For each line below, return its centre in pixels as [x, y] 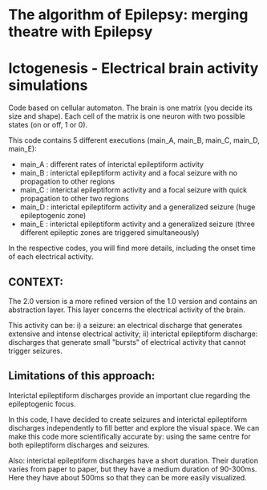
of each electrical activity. [51, 257]
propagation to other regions [67, 181]
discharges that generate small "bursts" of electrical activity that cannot [127, 342]
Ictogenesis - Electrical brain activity [133, 69]
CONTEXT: [36, 282]
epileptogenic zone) [53, 216]
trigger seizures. [35, 350]
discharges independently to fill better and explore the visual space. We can [134, 427]
